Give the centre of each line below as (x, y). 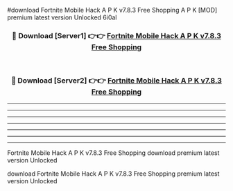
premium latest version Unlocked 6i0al (62, 17)
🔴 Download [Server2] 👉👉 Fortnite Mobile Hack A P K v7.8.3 (116, 81)
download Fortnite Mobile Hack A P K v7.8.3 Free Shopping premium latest (113, 174)
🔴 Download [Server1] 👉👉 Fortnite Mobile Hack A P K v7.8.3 (116, 35)
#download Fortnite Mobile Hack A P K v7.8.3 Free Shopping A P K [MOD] (112, 10)
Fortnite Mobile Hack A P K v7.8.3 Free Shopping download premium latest (113, 153)
